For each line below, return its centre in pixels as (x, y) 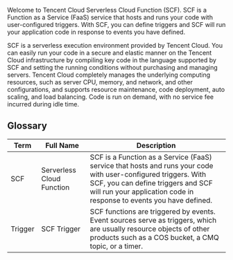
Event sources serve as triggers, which (153, 220)
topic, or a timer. (116, 246)
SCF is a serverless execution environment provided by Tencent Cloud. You (115, 45)
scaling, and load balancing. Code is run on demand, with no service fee (111, 97)
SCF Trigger (61, 229)
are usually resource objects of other (150, 229)
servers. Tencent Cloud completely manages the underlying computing (109, 75)
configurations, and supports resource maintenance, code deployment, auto (116, 90)
